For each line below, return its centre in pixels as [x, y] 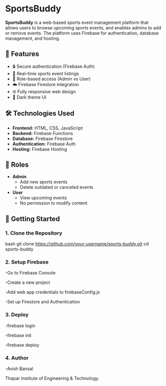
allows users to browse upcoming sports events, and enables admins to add [83, 27]
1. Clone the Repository [34, 233]
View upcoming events [43, 198]
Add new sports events [44, 182]
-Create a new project [28, 282]
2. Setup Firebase [27, 262]
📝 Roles [17, 165]
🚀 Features [22, 54]
